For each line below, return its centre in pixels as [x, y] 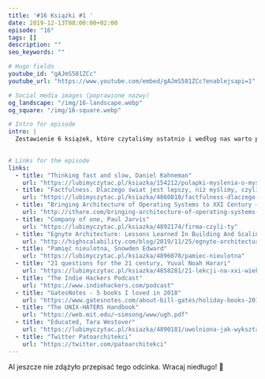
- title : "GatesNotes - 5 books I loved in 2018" [98, 293]
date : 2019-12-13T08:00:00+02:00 [63, 23]
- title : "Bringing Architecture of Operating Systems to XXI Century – [137, 205]
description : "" [35, 45]
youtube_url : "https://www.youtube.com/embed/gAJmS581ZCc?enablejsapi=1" [132, 81]
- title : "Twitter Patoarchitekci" [74, 336]
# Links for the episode [49, 160]
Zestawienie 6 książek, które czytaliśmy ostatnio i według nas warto [134, 139]
